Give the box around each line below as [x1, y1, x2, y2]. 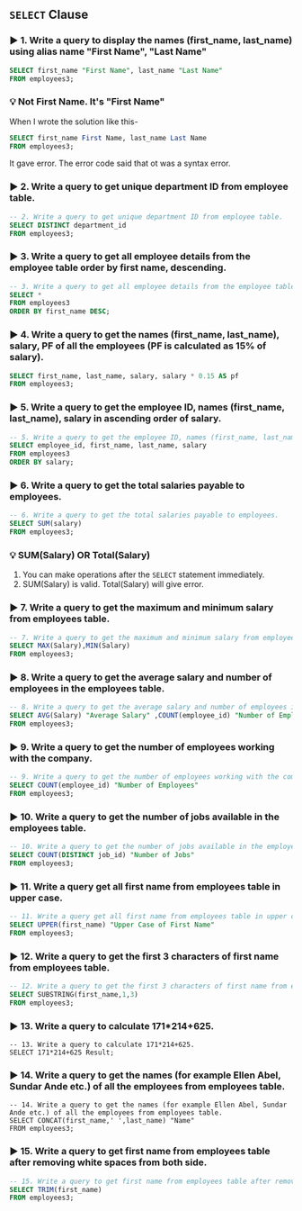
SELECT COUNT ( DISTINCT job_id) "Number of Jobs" [9, 851, 195, 860]
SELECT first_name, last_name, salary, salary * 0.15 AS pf [9, 371, 240, 381]
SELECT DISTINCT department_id [9, 221, 127, 230]
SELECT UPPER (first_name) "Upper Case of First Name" [9, 920, 216, 930]
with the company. [9, 752, 93, 764]
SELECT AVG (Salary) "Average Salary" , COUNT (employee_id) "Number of [9, 711, 276, 720]
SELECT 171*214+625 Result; [9, 1048, 115, 1057]
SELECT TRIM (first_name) [9, 1185, 102, 1194]
